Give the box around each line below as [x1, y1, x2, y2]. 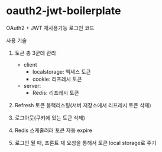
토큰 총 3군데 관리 [14, 49, 56, 57]
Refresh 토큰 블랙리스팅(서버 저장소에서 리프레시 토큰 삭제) [14, 101, 152, 108]
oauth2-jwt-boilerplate [6, 4, 121, 18]
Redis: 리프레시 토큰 [32, 89, 79, 96]
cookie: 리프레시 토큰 [32, 75, 82, 82]
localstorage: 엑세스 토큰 [32, 68, 91, 75]
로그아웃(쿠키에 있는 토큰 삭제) [14, 114, 86, 121]
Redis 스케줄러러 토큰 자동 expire [14, 127, 93, 134]
